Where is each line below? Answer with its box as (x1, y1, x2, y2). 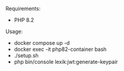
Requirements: (5, 5, 41, 12)
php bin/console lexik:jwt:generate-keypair (14, 59, 118, 65)
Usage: (5, 28, 23, 35)
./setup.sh (14, 52, 39, 59)
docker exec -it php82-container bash (14, 46, 107, 53)
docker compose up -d (14, 40, 70, 46)
